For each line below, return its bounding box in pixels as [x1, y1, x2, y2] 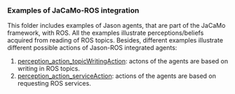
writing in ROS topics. [17, 65, 81, 73]
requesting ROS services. [17, 79, 91, 88]
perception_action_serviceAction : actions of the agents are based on [17, 72, 216, 80]
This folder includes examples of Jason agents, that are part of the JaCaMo [7, 22, 226, 30]
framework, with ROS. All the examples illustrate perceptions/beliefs [7, 29, 204, 37]
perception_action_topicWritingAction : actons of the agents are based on [17, 57, 229, 65]
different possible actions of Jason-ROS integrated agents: [7, 44, 177, 52]
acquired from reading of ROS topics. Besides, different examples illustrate [7, 36, 223, 45]
